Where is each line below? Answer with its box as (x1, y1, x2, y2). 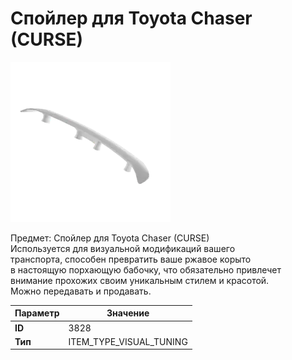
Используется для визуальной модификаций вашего (10, 242, 236, 254)
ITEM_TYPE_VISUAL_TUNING (68, 335, 188, 347)
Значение (106, 307, 150, 319)
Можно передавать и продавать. (10, 285, 152, 297)
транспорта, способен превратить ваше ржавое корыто (10, 253, 252, 265)
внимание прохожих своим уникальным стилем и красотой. (10, 274, 270, 286)
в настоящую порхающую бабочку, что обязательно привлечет (10, 263, 282, 276)
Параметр (14, 307, 60, 319)
